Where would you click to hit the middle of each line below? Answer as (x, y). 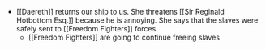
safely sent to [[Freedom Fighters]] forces (86, 29)
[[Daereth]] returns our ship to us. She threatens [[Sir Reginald (120, 12)
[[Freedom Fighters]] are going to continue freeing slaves (124, 37)
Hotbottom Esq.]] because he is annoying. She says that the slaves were (137, 20)
